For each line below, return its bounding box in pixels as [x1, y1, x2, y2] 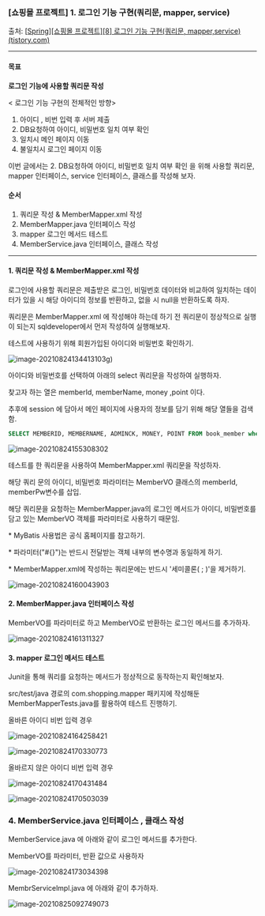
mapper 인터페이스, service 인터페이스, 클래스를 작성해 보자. [8, 171, 196, 180]
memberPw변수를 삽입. [8, 487, 81, 496]
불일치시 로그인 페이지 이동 [19, 144, 103, 153]
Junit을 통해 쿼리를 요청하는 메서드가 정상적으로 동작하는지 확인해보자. [8, 672, 225, 681]
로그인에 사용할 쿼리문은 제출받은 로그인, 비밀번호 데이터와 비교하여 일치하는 [8, 285, 242, 294]
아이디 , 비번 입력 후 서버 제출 [19, 115, 110, 124]
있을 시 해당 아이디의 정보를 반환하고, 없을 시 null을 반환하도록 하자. [22, 295, 230, 304]
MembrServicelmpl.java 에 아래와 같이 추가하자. [8, 884, 159, 893]
